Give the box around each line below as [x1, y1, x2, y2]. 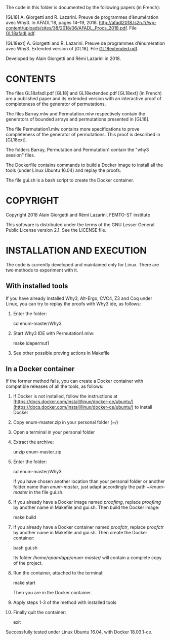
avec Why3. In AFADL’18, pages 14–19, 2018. [6, 20, 98, 25]
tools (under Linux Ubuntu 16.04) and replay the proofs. [6, 167, 121, 173]
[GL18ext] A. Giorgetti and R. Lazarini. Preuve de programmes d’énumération [6, 40, 165, 46]
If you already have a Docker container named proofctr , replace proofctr [13, 524, 164, 530]
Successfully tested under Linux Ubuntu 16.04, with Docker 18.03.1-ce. [6, 629, 153, 635]
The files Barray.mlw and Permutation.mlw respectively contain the [6, 110, 146, 116]
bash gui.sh [13, 545, 37, 551]
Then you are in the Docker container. [13, 590, 92, 596]
